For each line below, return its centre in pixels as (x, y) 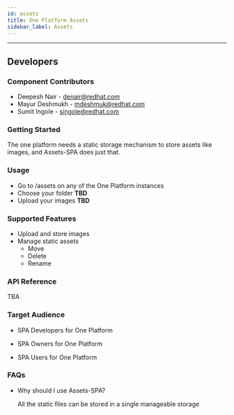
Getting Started (34, 129)
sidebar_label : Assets (40, 27)
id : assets (23, 14)
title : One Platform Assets (48, 20)
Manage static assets (48, 241)
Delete (37, 256)
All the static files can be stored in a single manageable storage (108, 404)
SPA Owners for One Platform (60, 344)
